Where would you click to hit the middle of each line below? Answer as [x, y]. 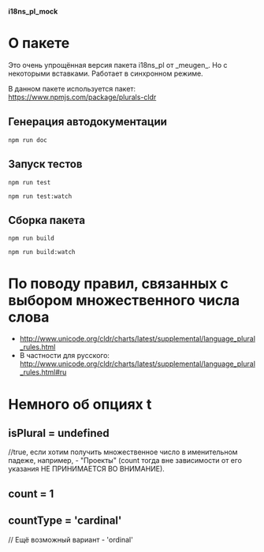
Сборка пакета [46, 220]
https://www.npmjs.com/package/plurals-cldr [82, 97]
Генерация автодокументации [88, 122]
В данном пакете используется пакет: [72, 88]
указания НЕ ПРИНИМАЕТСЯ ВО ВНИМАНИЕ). [87, 469]
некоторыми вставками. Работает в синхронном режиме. [106, 73]
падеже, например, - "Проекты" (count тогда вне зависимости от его [125, 461]
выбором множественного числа [124, 300]
